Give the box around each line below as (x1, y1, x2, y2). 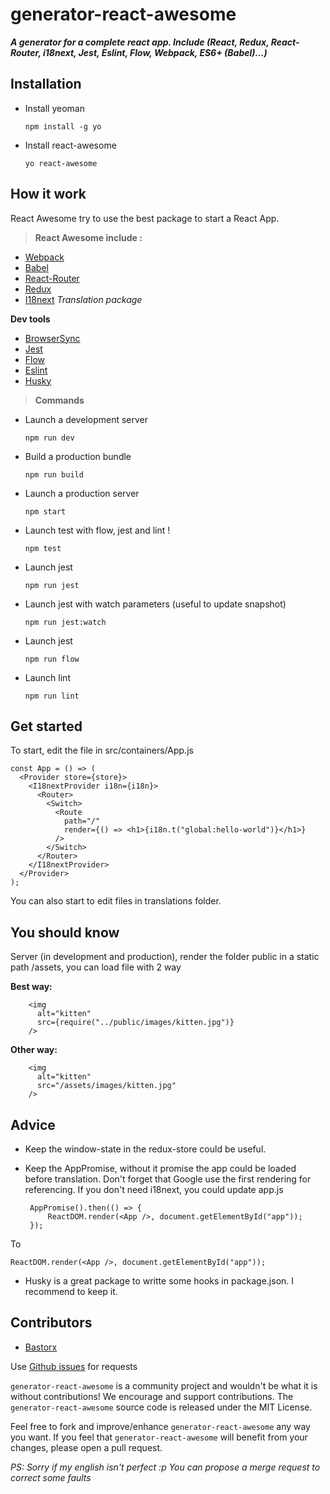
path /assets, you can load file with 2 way (10, 961, 182, 973)
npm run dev (24, 433, 75, 443)
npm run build (24, 469, 84, 480)
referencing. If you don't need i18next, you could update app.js (24, 1184, 284, 1195)
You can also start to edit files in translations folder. (10, 895, 222, 907)
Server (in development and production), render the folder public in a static (10, 951, 320, 963)
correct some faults (10, 1471, 92, 1483)
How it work (10, 186, 87, 203)
